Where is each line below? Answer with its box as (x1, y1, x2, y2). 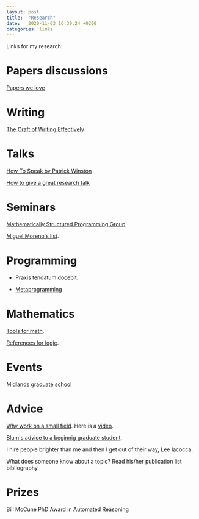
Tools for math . (6, 327, 45, 334)
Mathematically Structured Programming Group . (6, 221, 127, 227)
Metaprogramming (15, 285, 62, 293)
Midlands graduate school (6, 381, 72, 388)
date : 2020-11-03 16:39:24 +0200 (6, 20, 97, 26)
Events (6, 360, 43, 374)
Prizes (6, 485, 40, 499)
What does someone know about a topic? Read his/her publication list (6, 457, 182, 465)
